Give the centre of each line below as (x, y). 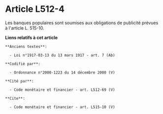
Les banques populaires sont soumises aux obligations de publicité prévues (82, 23)
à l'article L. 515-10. (25, 28)
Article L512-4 (35, 9)
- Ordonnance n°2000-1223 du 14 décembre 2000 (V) (62, 73)
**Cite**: (15, 98)
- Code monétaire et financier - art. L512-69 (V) (62, 90)
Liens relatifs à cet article (31, 38)
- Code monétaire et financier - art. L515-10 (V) (62, 107)
